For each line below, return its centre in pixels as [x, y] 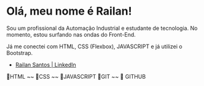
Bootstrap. [20, 52]
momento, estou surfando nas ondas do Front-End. [71, 34]
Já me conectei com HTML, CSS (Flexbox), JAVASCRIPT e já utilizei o [94, 46]
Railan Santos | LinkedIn [46, 65]
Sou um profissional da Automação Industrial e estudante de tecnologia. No [102, 28]
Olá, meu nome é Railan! [69, 11]
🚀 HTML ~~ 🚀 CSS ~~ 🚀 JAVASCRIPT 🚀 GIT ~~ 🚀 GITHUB [76, 76]
